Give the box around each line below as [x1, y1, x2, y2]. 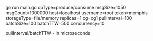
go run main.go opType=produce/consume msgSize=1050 [5, 5, 126, 10]
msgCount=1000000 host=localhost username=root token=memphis [5, 10, 148, 16]
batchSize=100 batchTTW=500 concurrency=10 [5, 20, 105, 26]
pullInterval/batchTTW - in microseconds [5, 30, 91, 36]
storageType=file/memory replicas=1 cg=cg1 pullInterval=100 [5, 15, 132, 21]
